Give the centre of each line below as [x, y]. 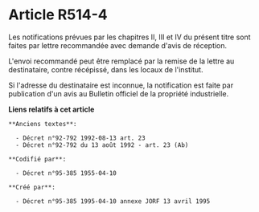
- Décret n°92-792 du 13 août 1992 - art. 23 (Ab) [102, 145]
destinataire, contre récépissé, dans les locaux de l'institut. [106, 69]
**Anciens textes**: [43, 124]
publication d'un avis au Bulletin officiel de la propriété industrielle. [119, 93]
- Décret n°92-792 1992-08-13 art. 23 [81, 138]
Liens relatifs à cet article [51, 109]
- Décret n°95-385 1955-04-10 [66, 173]
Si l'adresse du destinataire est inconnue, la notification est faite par [121, 85]
